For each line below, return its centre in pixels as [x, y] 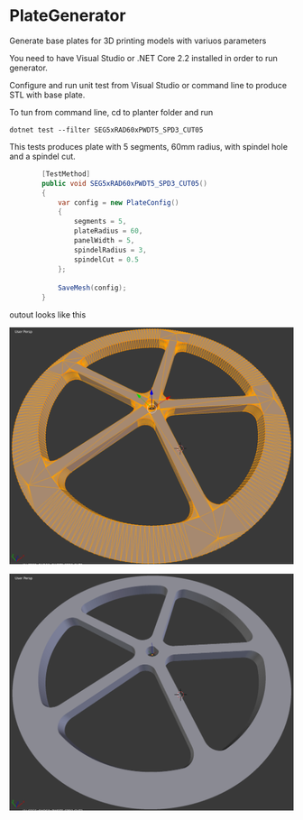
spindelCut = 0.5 [106, 259]
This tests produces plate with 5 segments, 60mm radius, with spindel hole [149, 146]
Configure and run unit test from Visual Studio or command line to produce [148, 85]
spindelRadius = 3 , [110, 250]
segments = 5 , [100, 222]
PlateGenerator [68, 16]
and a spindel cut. [43, 156]
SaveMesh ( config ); [92, 288]
